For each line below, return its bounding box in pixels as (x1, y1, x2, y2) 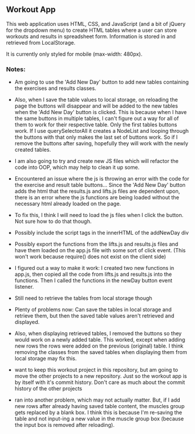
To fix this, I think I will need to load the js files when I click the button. (14, 212, 183, 219)
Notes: (6, 65, 26, 73)
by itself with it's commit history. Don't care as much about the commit (14, 379, 186, 386)
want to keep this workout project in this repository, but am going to (14, 366, 179, 373)
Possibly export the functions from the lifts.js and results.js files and (14, 241, 179, 248)
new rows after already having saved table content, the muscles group (14, 403, 185, 410)
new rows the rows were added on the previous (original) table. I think (14, 342, 183, 349)
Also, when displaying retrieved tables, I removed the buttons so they (14, 330, 182, 337)
